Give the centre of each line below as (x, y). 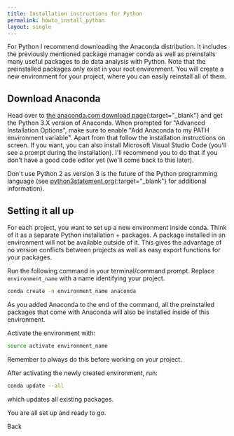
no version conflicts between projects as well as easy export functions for (114, 250)
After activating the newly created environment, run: (82, 373)
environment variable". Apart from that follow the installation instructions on (116, 138)
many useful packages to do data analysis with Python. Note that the (106, 62)
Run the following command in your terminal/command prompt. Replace (111, 271)
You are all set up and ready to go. (57, 413)
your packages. (30, 257)
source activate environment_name (58, 346)
